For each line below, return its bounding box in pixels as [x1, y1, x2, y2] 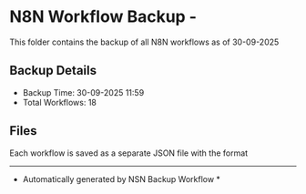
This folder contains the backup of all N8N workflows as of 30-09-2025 [9, 36, 280, 47]
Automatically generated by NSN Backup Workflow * [22, 173, 221, 184]
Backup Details [9, 63, 97, 78]
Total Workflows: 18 [22, 97, 97, 107]
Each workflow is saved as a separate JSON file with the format [9, 148, 249, 158]
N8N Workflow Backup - [9, 6, 198, 27]
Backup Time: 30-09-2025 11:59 [22, 87, 145, 97]
